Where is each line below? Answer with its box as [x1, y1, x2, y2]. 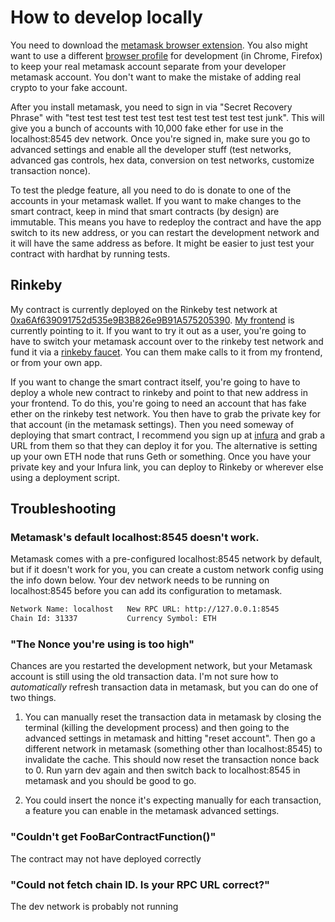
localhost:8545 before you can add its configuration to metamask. [10, 585, 283, 597]
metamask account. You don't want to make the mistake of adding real [10, 71, 302, 83]
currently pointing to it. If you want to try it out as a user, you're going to [10, 324, 307, 336]
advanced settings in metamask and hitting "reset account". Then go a [24, 732, 316, 745]
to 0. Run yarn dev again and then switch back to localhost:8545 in [24, 764, 301, 776]
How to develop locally [10, 6, 203, 29]
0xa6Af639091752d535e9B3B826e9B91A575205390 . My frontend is [10, 314, 295, 326]
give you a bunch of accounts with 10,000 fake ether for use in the [10, 122, 284, 134]
